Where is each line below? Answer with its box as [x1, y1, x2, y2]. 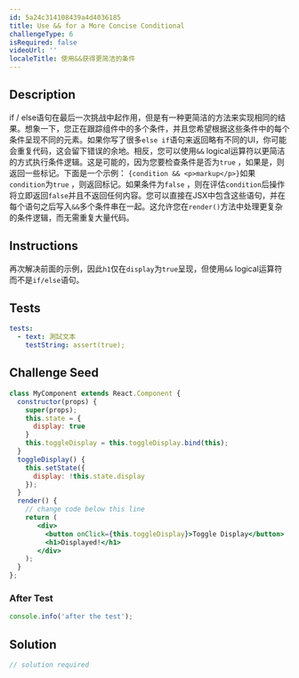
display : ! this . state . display [32, 472, 145, 480]
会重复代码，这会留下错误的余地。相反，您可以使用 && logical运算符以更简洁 [9, 145, 286, 156]
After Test [9, 592, 53, 604]
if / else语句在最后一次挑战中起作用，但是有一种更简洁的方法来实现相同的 [9, 112, 279, 123]
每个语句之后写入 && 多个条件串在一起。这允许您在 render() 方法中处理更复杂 [9, 201, 283, 212]
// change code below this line [25, 504, 145, 514]
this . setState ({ [25, 464, 86, 472]
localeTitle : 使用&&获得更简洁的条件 [9, 54, 136, 63]
